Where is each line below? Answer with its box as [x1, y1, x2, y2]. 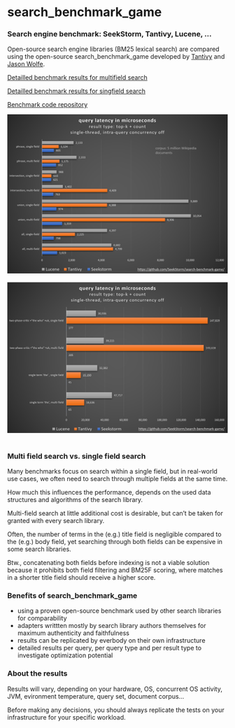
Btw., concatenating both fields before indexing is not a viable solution [7, 559, 210, 567]
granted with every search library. [7, 517, 105, 525]
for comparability [17, 614, 67, 622]
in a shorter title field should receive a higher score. [7, 573, 156, 582]
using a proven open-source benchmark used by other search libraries [17, 606, 222, 615]
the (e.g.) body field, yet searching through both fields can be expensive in [7, 538, 222, 546]
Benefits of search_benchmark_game [7, 590, 138, 600]
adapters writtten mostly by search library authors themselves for [17, 622, 206, 630]
